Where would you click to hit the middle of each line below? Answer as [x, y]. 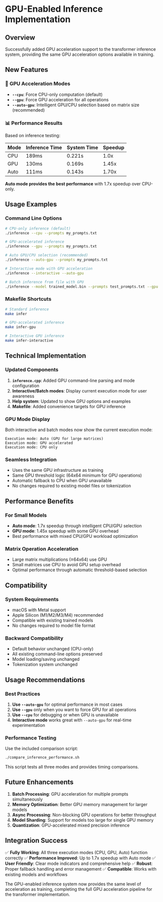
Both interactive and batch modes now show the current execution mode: [79, 430]
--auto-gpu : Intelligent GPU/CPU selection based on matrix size [76, 105]
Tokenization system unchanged [45, 665]
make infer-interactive [29, 341]
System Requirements [32, 599]
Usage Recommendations [45, 680]
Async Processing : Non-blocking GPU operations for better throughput [84, 815]
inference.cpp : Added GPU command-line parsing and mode [73, 380]
